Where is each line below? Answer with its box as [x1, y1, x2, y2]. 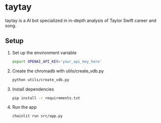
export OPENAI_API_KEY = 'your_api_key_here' [12, 59, 102, 64]
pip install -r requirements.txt [12, 95, 80, 101]
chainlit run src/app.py [12, 114, 63, 119]
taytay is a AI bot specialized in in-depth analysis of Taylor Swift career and [5, 18, 157, 23]
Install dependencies [12, 86, 55, 92]
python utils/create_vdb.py [12, 77, 69, 82]
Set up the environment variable [12, 50, 77, 55]
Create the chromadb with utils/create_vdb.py [12, 68, 104, 74]
